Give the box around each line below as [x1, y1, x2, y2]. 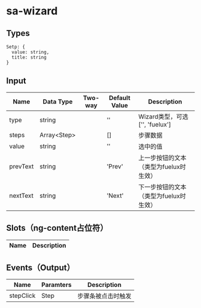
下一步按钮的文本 [138, 183, 187, 191]
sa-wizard [6, 4, 58, 18]
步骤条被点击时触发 [77, 292, 132, 300]
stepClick [9, 292, 36, 300]
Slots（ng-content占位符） [6, 223, 108, 233]
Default [108, 93, 130, 102]
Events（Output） [6, 262, 75, 273]
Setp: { [6, 44, 26, 50]
